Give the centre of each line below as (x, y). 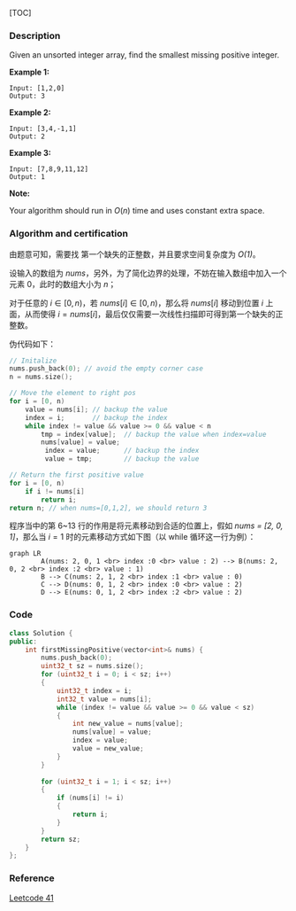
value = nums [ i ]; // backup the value (96, 409)
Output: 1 (27, 177)
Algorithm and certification (68, 234)
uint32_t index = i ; (94, 690)
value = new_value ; (108, 749)
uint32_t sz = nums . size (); (92, 666)
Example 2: (30, 113)
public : (23, 642)
